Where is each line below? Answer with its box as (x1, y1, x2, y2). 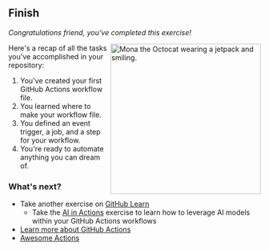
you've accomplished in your (8, 51, 104, 61)
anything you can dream (19, 152, 101, 162)
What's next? (8, 180, 62, 192)
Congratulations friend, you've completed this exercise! (8, 27, 192, 37)
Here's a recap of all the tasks (8, 43, 107, 53)
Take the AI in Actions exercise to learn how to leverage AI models (31, 208, 251, 217)
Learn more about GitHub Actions (19, 224, 131, 235)
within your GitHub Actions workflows (31, 216, 157, 226)
